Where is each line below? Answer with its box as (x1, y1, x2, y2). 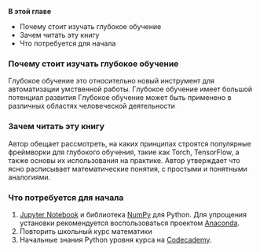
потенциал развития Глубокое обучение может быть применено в (8, 93, 232, 102)
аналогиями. (8, 172, 51, 182)
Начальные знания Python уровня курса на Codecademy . (19, 235, 212, 244)
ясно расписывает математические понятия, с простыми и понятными (8, 164, 247, 173)
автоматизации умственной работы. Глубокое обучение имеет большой (8, 84, 253, 94)
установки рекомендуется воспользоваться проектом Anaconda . (19, 218, 240, 228)
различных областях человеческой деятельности (8, 102, 175, 111)
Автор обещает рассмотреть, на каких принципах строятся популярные (8, 139, 251, 148)
